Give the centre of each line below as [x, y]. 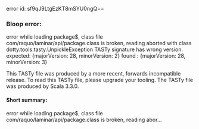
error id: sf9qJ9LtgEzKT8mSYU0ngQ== [55, 9]
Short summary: [27, 100]
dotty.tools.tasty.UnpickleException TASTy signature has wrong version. [95, 49]
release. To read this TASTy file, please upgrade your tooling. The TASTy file [100, 80]
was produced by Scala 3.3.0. [43, 86]
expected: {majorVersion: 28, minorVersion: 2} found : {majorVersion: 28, [96, 56]
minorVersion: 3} [27, 62]
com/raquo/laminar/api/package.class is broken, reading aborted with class [99, 43]
